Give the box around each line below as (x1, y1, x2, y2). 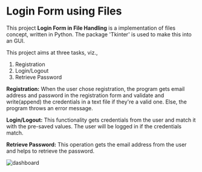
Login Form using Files (6, 4, 122, 18)
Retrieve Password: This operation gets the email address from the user (6, 141, 187, 148)
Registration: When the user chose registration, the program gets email (6, 85, 185, 92)
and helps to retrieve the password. (6, 147, 95, 154)
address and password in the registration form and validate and (6, 91, 165, 99)
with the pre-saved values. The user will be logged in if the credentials (6, 122, 182, 130)
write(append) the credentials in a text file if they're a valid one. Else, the (6, 98, 187, 105)
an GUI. (6, 37, 25, 44)
